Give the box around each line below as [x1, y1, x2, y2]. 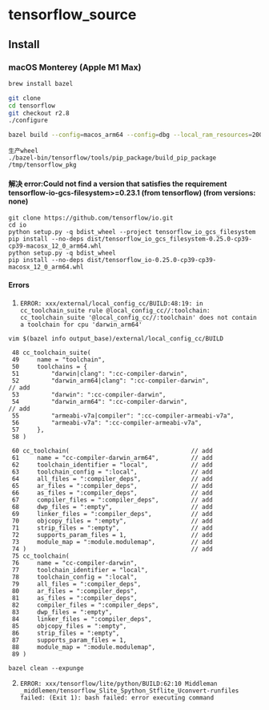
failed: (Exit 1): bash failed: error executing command [19, 693, 215, 702]
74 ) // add [11, 545, 214, 553]
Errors [8, 280, 30, 289]
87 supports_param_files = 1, [11, 635, 127, 644]
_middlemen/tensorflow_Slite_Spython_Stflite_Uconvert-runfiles [19, 687, 239, 695]
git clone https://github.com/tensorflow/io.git [8, 214, 174, 222]
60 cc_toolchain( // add [11, 446, 214, 454]
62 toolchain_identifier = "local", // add [11, 461, 214, 469]
